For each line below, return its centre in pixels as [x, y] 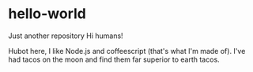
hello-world [47, 14]
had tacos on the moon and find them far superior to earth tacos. [114, 59]
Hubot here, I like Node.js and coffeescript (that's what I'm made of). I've [127, 51]
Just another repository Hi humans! [66, 36]
